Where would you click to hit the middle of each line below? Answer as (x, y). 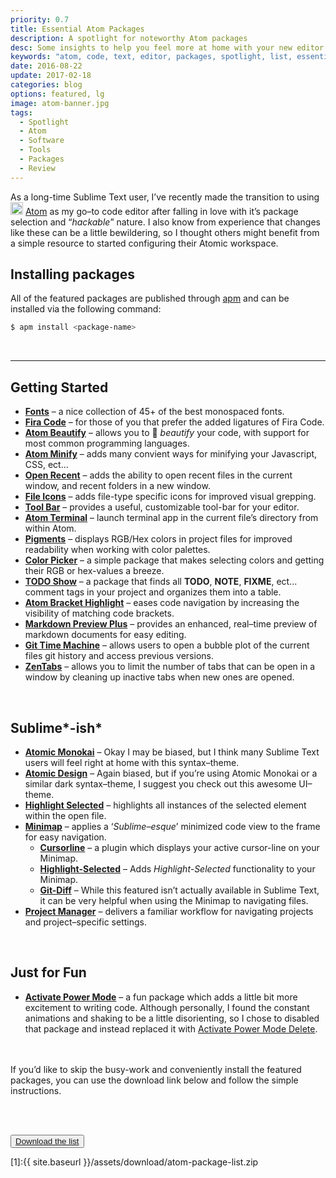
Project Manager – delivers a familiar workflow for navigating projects (169, 911)
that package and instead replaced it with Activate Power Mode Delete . (171, 1028)
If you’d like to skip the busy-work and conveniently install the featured (156, 1069)
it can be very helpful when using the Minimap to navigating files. (174, 900)
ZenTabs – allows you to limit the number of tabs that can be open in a (170, 667)
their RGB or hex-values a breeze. (94, 571)
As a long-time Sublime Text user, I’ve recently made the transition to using (165, 197)
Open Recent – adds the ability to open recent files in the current (158, 475)
